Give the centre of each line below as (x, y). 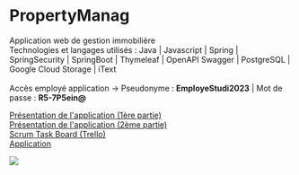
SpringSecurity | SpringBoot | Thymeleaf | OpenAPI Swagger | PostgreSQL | (150, 59)
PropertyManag (70, 16)
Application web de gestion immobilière (82, 40)
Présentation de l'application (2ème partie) (88, 124)
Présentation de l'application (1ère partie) (85, 115)
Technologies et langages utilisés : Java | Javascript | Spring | (124, 49)
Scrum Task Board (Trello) (57, 134)
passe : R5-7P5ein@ (48, 97)
